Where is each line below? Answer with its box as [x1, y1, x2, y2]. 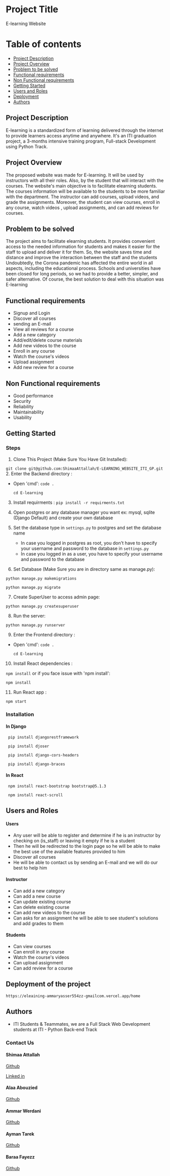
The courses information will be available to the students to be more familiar [6, 188, 165, 194]
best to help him [13, 865, 47, 871]
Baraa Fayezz [6, 1154, 35, 1160]
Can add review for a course [13, 965, 73, 971]
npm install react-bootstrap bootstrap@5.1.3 [8, 783, 106, 789]
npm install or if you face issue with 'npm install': [6, 670, 110, 676]
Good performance [13, 393, 53, 399]
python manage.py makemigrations [6, 576, 77, 581]
